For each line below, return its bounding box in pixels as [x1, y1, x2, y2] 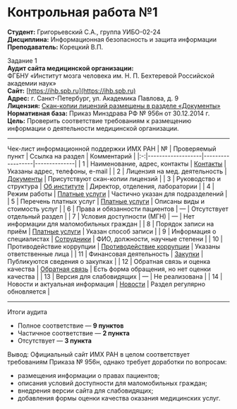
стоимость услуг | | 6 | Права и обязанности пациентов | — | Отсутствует [7, 204, 229, 213]
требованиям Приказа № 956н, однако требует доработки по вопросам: [7, 357, 227, 366]
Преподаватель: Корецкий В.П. [7, 42, 104, 51]
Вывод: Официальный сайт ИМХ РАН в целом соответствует [7, 350, 190, 358]
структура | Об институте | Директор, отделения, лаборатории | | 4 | [7, 182, 215, 190]
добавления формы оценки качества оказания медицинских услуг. [17, 393, 221, 402]
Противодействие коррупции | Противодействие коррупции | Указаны [7, 242, 221, 250]
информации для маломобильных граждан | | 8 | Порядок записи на [7, 219, 214, 228]
